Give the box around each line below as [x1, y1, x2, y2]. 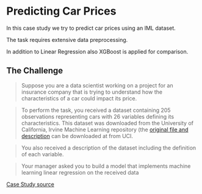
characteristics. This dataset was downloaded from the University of [21, 119, 194, 126]
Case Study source [6, 181, 55, 188]
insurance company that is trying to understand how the [21, 88, 163, 95]
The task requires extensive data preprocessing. [6, 36, 128, 43]
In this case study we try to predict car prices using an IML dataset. [6, 24, 176, 32]
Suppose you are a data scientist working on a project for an [21, 81, 173, 89]
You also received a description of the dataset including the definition [21, 144, 197, 151]
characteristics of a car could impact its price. [21, 94, 137, 102]
